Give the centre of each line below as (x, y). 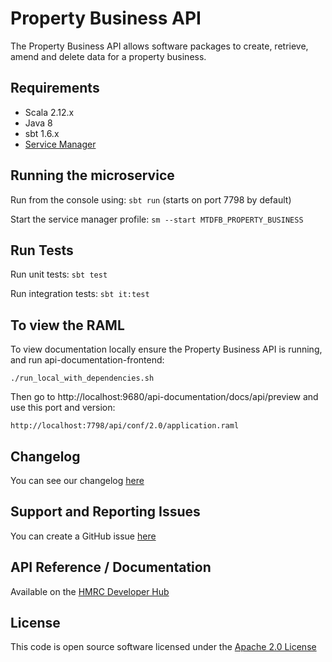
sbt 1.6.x (42, 133)
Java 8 (38, 123)
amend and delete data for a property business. (108, 56)
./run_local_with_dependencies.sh (82, 378)
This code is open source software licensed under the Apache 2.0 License (163, 647)
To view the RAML (67, 325)
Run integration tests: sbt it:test (80, 294)
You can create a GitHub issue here (83, 536)
